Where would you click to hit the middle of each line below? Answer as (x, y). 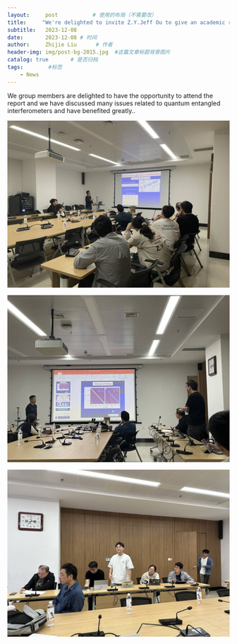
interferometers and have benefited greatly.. (72, 110)
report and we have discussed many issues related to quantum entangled (114, 103)
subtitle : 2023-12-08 (42, 30)
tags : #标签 (35, 67)
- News (30, 74)
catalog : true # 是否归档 (53, 60)
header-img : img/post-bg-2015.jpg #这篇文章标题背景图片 (89, 52)
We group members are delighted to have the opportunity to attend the (110, 95)
